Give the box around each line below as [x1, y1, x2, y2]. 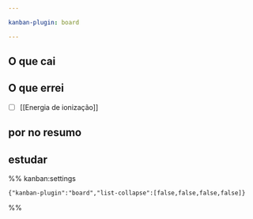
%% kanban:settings [8, 174, 77, 183]
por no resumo [8, 126, 81, 139]
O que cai [8, 55, 56, 68]
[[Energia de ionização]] [19, 102, 99, 111]
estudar [8, 153, 48, 166]
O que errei [8, 81, 65, 95]
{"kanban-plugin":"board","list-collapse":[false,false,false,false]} [8, 189, 246, 198]
